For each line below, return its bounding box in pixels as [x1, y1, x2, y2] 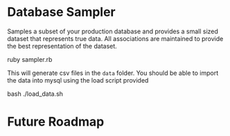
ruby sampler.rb [7, 55, 53, 63]
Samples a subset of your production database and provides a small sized [7, 27, 218, 35]
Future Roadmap [7, 114, 105, 130]
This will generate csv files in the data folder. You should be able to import [7, 69, 219, 77]
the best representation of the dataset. [7, 42, 118, 50]
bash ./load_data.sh [7, 90, 64, 98]
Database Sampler [7, 4, 116, 20]
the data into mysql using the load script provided [7, 76, 149, 84]
